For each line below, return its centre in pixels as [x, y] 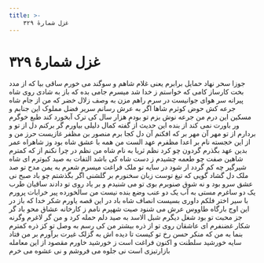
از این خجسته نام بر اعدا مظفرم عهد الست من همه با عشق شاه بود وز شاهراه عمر [130, 142]
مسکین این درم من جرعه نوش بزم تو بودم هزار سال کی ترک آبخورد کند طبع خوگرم [130, 117]
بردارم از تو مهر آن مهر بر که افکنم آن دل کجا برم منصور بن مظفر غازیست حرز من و [132, 134]
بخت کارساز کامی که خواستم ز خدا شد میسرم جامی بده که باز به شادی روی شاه [126, 92]
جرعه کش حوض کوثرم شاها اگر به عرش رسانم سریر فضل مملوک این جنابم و [123, 109]
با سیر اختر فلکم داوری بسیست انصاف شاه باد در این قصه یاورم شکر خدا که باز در [128, 201]
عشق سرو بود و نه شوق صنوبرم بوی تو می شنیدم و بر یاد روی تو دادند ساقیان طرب [131, 184]
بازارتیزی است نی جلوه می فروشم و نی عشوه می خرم [90, 251]
